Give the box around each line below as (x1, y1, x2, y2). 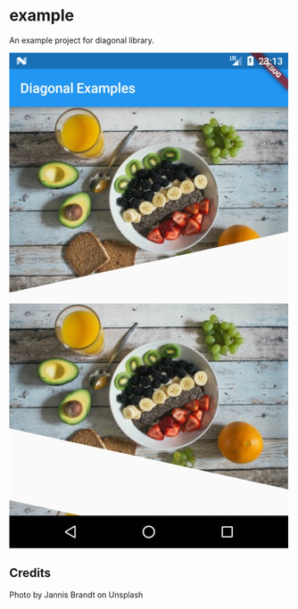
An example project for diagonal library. (9, 35, 154, 45)
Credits (9, 565, 52, 580)
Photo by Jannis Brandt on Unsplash (9, 589, 144, 600)
